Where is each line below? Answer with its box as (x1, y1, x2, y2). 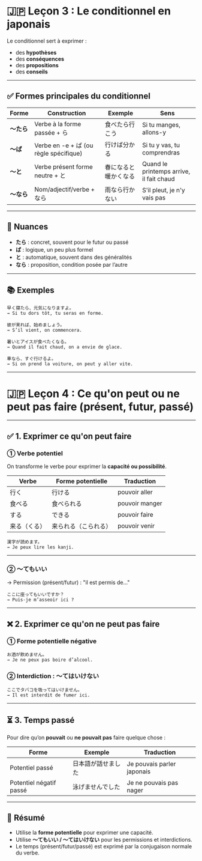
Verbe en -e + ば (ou (34, 141, 94, 150)
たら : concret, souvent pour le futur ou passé (15, 239, 129, 246)
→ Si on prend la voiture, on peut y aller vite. (7, 361, 134, 367)
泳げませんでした (72, 783, 120, 791)
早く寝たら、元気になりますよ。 (7, 305, 74, 311)
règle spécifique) (34, 149, 83, 157)
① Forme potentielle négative (7, 637, 97, 645)
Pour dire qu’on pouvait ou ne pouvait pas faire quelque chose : (7, 734, 166, 741)
